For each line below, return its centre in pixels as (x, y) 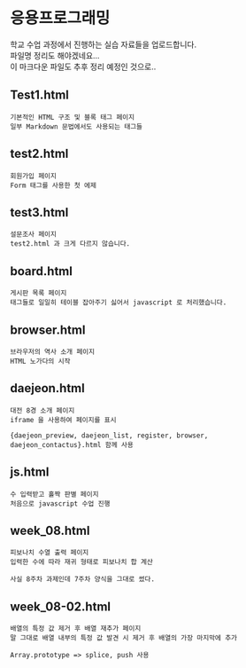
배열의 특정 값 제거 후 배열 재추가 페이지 (76, 629)
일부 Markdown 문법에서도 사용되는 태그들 (77, 126)
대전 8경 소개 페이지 (42, 410)
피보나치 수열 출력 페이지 (50, 553)
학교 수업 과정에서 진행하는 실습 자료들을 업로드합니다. (104, 44)
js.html (30, 472)
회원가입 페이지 (33, 176)
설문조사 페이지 (33, 235)
